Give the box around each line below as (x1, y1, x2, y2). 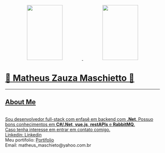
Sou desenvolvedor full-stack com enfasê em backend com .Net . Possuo (5, 116, 154, 122)
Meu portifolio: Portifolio (5, 137, 54, 143)
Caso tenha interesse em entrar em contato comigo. (5, 127, 110, 132)
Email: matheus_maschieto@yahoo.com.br (5, 142, 91, 148)
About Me (5, 98, 36, 107)
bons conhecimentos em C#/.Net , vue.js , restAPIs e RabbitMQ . (5, 121, 136, 127)
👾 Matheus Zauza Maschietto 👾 (5, 73, 135, 84)
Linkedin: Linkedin (5, 131, 42, 137)
